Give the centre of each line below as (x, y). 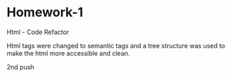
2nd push (21, 67)
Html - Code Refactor (38, 32)
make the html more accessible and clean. (68, 53)
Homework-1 (45, 12)
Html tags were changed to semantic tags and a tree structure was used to (116, 45)
